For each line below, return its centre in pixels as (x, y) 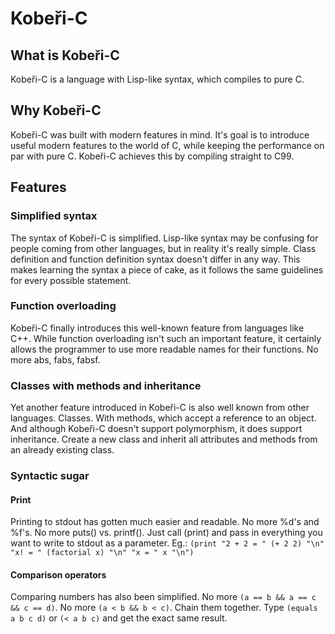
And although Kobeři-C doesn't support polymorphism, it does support (156, 429)
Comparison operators (58, 574)
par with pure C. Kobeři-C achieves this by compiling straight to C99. (152, 156)
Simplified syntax (54, 216)
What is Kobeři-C (65, 55)
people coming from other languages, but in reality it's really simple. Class (163, 248)
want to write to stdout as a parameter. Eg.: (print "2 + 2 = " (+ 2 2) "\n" (167, 543)
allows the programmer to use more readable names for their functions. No (164, 349)
